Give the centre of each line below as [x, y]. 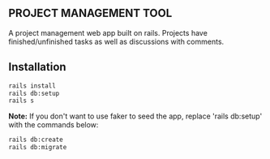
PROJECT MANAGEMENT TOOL [90, 13]
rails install [32, 86]
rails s [21, 101]
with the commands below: [54, 125]
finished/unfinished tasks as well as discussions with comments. [116, 41]
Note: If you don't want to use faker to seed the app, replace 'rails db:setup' [135, 116]
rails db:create [36, 140]
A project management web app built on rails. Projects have [108, 32]
